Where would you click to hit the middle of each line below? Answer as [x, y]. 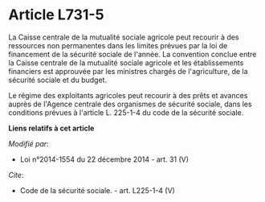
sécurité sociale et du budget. [57, 80]
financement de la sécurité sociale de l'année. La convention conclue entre [132, 54]
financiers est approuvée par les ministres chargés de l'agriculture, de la [128, 71]
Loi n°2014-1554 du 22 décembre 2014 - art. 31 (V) [104, 159]
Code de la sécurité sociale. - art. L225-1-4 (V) [97, 190]
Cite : [16, 175]
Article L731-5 [56, 15]
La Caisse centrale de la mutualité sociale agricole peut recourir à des [124, 37]
